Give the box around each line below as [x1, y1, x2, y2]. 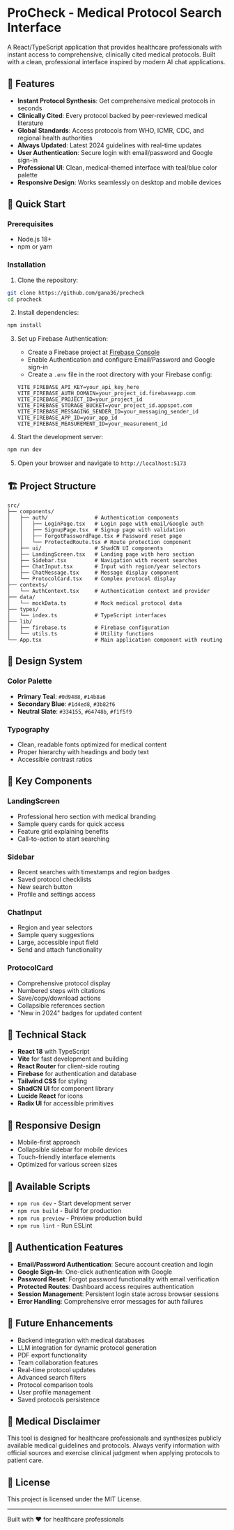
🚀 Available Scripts [7, 1180, 91, 1192]
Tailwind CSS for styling [17, 1077, 88, 1085]
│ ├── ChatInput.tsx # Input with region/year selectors [7, 564, 201, 571]
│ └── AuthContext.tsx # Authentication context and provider [7, 588, 210, 595]
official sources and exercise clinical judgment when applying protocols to [7, 1449, 220, 1457]
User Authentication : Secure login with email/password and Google [17, 148, 213, 156]
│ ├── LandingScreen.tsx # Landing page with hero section [7, 551, 195, 558]
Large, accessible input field [17, 938, 99, 947]
